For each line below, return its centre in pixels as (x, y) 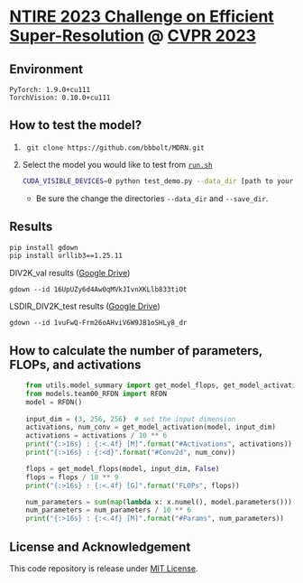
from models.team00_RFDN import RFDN (96, 393)
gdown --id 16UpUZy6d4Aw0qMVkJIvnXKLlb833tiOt (98, 290)
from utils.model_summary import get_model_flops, (123, 385)
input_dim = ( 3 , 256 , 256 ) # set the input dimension (131, 419)
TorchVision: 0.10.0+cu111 (60, 97)
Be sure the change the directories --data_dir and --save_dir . (152, 198)
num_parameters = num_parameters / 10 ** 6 (109, 510)
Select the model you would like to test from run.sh (117, 164)
